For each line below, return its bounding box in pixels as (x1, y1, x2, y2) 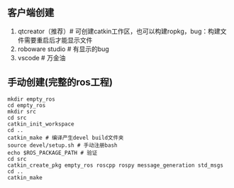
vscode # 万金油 (17, 53, 66, 62)
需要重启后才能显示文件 (23, 35, 93, 44)
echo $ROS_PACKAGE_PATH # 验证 (7, 149, 98, 156)
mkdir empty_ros (7, 95, 55, 103)
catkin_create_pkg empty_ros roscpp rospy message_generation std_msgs (7, 162, 223, 169)
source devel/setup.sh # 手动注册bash (7, 141, 118, 149)
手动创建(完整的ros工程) (7, 77, 113, 89)
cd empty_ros (7, 101, 46, 109)
